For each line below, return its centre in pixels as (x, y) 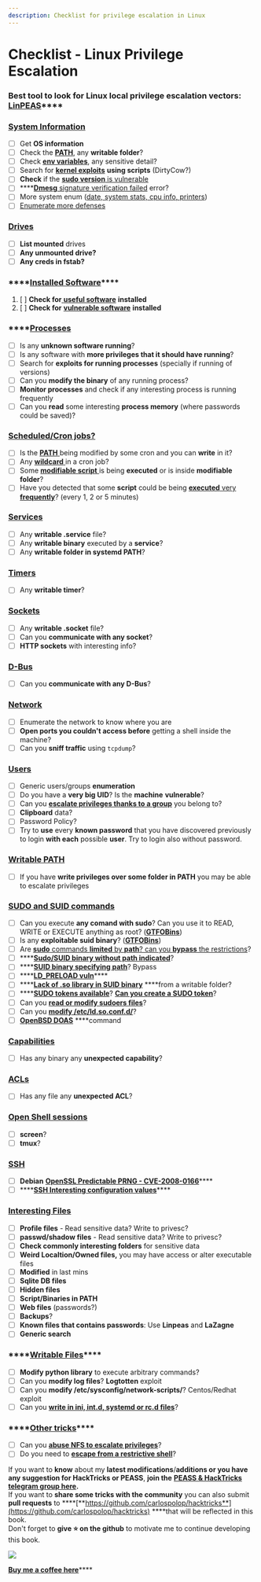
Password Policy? (48, 822)
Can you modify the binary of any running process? (104, 380)
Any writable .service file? (63, 534)
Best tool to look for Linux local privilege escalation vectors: (125, 95)
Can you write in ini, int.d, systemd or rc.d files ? (99, 1407)
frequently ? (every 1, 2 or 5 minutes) (79, 497)
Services (26, 517)
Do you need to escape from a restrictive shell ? (98, 1454)
